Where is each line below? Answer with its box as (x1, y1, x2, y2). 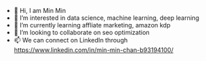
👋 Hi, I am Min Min (13, 7, 67, 14)
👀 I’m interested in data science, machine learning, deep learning (13, 14, 200, 22)
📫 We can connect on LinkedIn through (13, 36, 128, 44)
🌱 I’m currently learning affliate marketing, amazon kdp (13, 21, 171, 29)
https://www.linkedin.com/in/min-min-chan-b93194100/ (13, 46, 173, 54)
